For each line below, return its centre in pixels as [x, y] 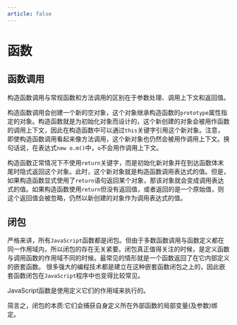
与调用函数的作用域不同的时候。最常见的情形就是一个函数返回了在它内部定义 [119, 258]
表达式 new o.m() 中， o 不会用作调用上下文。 [100, 147]
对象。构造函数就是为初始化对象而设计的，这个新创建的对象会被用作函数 [124, 121]
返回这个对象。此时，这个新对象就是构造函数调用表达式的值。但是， [130, 171]
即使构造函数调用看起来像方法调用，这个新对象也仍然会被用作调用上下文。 [115, 139]
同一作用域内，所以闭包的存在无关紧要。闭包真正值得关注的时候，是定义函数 [119, 249]
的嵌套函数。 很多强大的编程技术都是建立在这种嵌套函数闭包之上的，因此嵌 [116, 267]
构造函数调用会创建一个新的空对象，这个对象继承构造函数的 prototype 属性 [114, 112]
